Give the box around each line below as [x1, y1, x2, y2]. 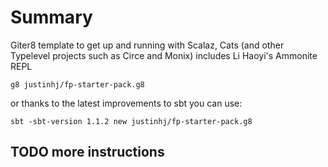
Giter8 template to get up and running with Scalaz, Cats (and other [10, 39, 285, 51]
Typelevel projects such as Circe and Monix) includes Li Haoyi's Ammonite [10, 49, 318, 61]
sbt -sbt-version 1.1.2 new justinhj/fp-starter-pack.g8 [10, 116, 253, 126]
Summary [10, 6, 93, 29]
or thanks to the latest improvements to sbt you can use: [10, 97, 243, 109]
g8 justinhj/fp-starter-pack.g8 [10, 79, 145, 90]
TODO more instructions [10, 144, 165, 161]
